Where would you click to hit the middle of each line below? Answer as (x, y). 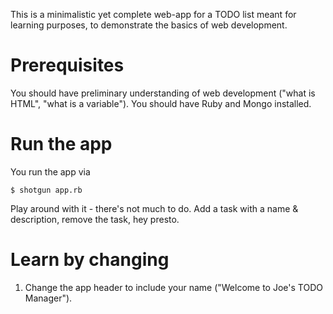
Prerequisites (67, 65)
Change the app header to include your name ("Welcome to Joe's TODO (173, 287)
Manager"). (48, 298)
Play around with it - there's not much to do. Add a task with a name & (154, 208)
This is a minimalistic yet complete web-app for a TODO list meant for (153, 14)
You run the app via (50, 171)
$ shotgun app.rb (46, 190)
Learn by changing (90, 260)
